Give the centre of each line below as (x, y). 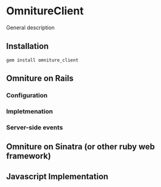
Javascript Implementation (57, 177)
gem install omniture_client (42, 60)
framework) (29, 156)
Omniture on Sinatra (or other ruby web (80, 147)
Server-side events (35, 127)
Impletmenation (30, 111)
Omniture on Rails (40, 79)
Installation (27, 46)
